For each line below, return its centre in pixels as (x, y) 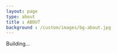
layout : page (22, 11)
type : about (20, 17)
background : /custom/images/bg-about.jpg (58, 27)
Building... (18, 44)
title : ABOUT (23, 22)
